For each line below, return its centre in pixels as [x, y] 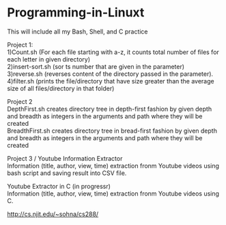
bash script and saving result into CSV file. [67, 173]
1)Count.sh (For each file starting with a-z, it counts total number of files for [113, 52]
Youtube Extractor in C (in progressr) [59, 186]
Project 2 [20, 101]
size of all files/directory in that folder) [61, 88]
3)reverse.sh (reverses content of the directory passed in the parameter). [110, 74]
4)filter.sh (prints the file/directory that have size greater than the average [111, 81]
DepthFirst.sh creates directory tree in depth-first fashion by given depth [110, 109]
